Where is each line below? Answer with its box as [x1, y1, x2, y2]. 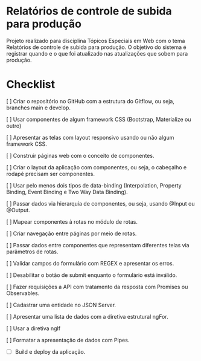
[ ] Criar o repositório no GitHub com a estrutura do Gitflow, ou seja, [6, 97, 175, 105]
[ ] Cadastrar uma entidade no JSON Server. [6, 301, 116, 308]
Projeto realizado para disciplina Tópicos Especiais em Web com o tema [6, 37, 185, 44]
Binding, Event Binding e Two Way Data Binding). [6, 188, 128, 195]
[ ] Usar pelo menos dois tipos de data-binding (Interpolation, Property [6, 181, 182, 189]
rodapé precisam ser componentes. [6, 170, 95, 177]
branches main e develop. [6, 104, 71, 111]
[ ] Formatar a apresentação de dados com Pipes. [6, 336, 130, 343]
